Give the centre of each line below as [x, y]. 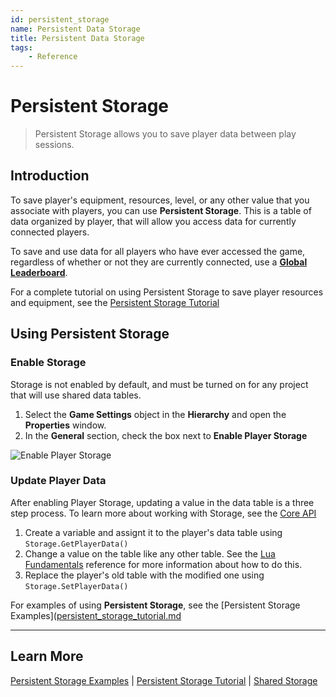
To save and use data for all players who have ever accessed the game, [158, 251]
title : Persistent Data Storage [77, 38]
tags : [21, 47]
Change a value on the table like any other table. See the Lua [150, 553]
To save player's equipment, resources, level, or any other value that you [160, 200]
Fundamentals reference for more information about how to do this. [163, 564]
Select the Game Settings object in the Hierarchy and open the [155, 414]
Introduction [50, 176]
